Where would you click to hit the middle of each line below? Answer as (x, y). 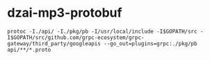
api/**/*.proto (29, 50)
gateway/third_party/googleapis (54, 43)
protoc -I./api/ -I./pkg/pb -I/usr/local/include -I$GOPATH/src (102, 31)
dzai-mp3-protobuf (65, 13)
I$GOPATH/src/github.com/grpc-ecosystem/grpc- (76, 37)
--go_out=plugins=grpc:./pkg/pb (150, 43)
